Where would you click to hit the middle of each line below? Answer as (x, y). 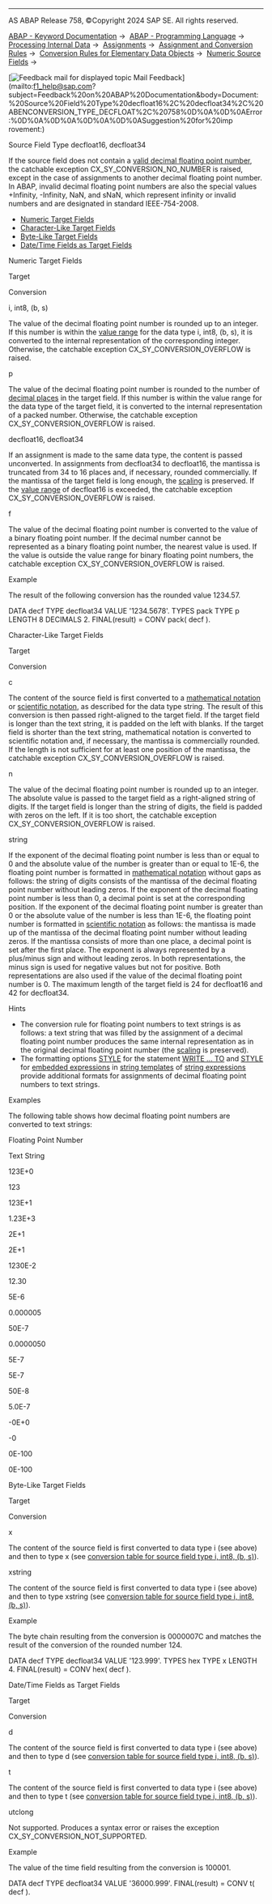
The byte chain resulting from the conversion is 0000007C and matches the (135, 1636)
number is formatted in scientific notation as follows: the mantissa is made (132, 924)
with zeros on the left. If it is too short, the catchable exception (113, 815)
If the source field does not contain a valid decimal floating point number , (130, 160)
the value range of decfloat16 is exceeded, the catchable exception (121, 489)
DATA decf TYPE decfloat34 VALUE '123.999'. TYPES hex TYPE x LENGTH (133, 1661)
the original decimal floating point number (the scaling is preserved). (134, 1050)
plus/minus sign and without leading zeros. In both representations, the (127, 958)
